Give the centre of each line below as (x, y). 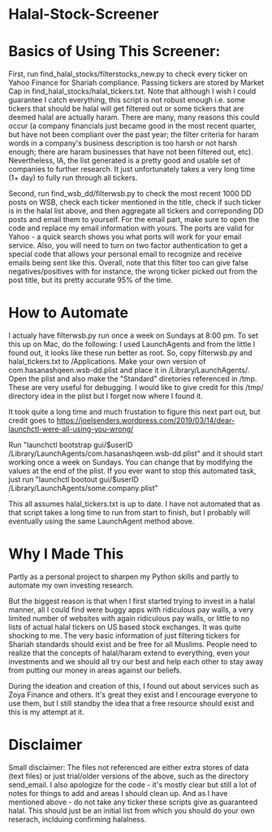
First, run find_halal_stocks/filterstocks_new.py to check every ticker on (128, 74)
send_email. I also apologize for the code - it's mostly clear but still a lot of (133, 784)
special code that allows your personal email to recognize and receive (125, 254)
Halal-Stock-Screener (84, 14)
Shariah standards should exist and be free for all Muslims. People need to (133, 644)
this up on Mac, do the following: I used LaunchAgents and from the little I (132, 344)
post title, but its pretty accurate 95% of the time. (91, 280)
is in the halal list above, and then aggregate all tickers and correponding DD (136, 211)
